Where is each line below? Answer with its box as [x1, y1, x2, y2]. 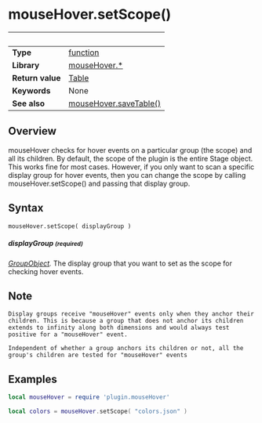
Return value [12, 72, 61, 83]
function [68, 47, 100, 58]
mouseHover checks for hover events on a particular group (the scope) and [8, 145, 253, 154]
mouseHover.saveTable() [68, 98, 162, 109]
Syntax [8, 201, 44, 215]
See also [12, 98, 45, 109]
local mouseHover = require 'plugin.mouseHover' [8, 393, 170, 401]
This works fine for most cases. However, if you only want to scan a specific [8, 162, 255, 172]
